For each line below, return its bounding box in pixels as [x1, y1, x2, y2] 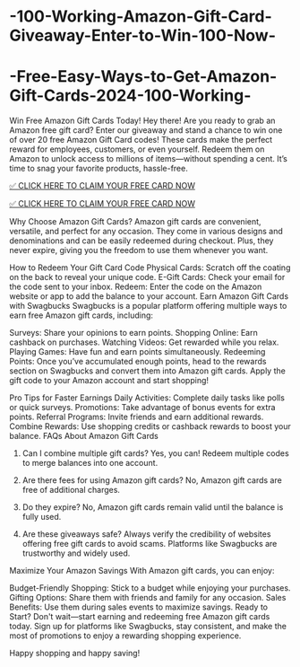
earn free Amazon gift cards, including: [9, 310, 154, 320]
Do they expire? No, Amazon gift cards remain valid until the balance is [21, 502, 284, 513]
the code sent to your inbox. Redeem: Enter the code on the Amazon [9, 281, 262, 293]
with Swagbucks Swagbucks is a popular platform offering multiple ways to [9, 301, 287, 312]
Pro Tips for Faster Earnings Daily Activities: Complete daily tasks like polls [9, 392, 285, 403]
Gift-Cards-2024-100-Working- [9, 85, 252, 106]
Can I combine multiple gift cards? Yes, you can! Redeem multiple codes [21, 448, 289, 459]
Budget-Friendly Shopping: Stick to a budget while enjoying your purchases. [9, 583, 291, 593]
